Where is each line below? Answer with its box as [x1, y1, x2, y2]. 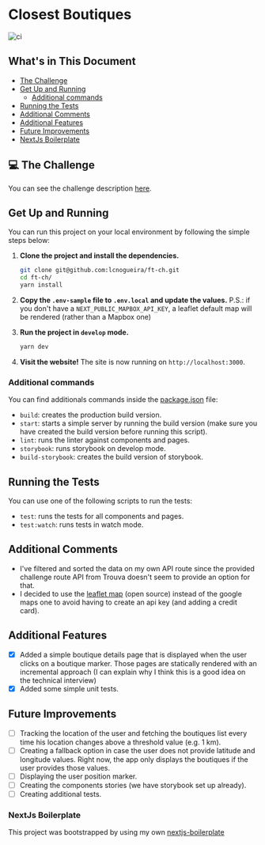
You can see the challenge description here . [8, 184, 152, 193]
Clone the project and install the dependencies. [19, 251, 180, 260]
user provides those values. [19, 763, 111, 772]
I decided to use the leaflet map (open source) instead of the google [19, 589, 243, 598]
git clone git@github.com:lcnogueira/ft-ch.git [19, 267, 180, 275]
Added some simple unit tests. [19, 684, 119, 693]
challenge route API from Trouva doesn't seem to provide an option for [19, 572, 251, 582]
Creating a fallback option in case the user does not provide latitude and [19, 745, 256, 755]
